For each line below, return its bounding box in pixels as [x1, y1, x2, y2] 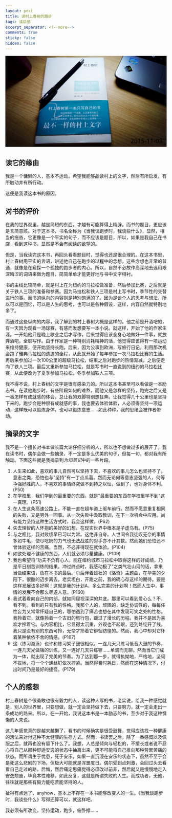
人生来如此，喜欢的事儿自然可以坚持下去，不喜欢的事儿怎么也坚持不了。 [12, 468, 165, 474]
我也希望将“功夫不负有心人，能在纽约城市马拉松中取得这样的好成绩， [12, 557, 159, 563]
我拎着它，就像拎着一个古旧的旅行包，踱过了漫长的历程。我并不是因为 [12, 614, 161, 621]
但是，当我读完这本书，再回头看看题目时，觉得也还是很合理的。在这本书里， [5, 252, 167, 258]
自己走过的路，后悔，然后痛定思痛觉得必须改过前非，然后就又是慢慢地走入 [9, 766, 167, 772]
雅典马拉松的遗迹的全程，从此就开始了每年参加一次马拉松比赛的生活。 [18, 351, 167, 357]
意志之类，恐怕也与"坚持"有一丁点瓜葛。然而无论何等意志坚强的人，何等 [12, 474, 165, 480]
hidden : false [5, 41, 36, 46]
